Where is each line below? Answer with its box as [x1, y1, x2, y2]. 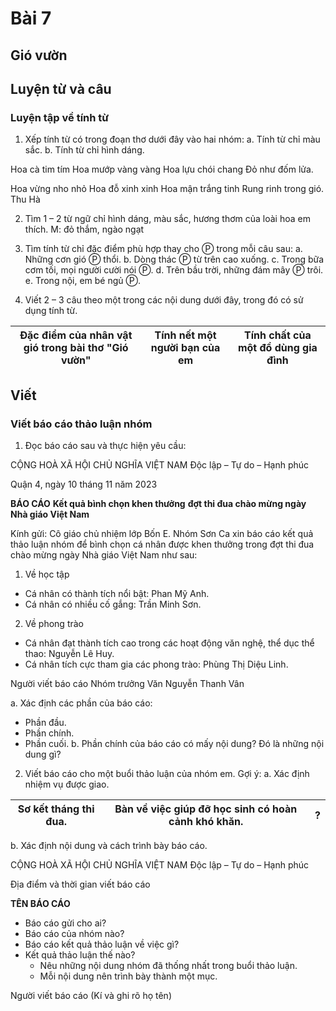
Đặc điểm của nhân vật [19, 328, 133, 342]
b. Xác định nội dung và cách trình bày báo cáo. [10, 839, 208, 851]
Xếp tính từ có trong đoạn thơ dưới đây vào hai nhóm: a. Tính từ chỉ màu [24, 133, 321, 146]
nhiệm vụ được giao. [24, 778, 110, 790]
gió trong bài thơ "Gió [23, 341, 129, 355]
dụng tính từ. [24, 305, 78, 317]
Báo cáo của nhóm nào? [24, 927, 125, 939]
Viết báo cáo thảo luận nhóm [10, 417, 153, 431]
